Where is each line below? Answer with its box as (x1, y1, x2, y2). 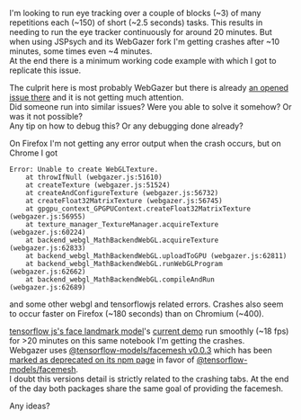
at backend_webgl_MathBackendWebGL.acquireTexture (25, 236, 219, 245)
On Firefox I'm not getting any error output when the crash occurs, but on (9, 139, 281, 148)
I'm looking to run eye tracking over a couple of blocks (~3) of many (9, 8, 261, 18)
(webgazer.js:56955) (9, 212, 87, 221)
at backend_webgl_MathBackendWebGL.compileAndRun (25, 275, 216, 284)
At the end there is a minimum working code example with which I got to (9, 56, 277, 66)
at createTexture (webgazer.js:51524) (25, 181, 171, 190)
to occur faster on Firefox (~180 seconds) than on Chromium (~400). (9, 308, 265, 318)
